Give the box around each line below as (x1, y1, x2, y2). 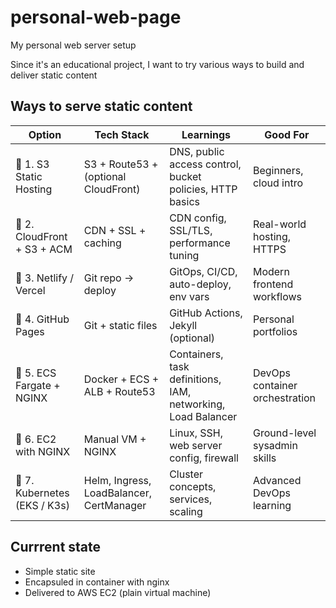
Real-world (252, 217, 307, 231)
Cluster (169, 467, 204, 481)
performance (169, 236, 231, 250)
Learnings (181, 127, 232, 141)
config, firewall (169, 451, 239, 465)
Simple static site (24, 565, 96, 577)
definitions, (169, 372, 222, 386)
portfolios (252, 324, 298, 338)
